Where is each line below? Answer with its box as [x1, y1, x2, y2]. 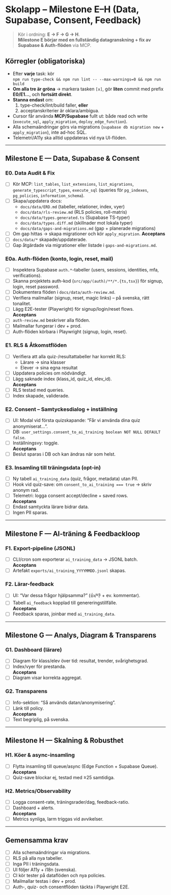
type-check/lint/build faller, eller [20, 102, 88, 108]
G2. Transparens [5, 688, 48, 695]
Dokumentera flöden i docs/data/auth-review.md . [12, 289, 116, 295]
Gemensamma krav [5, 836, 69, 844]
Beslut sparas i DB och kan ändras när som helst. [12, 451, 116, 457]
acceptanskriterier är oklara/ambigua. [20, 107, 100, 113]
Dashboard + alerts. [12, 805, 54, 811]
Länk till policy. [12, 705, 44, 711]
